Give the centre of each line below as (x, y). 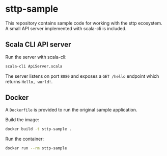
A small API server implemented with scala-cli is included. (66, 28)
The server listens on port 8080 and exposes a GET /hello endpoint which (82, 76)
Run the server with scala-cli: (36, 57)
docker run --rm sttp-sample (36, 148)
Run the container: (25, 139)
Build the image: (22, 120)
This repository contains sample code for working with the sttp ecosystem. (84, 23)
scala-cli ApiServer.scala (34, 66)
